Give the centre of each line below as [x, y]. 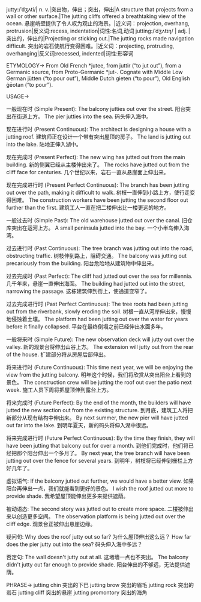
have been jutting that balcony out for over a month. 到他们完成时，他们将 [97, 446]
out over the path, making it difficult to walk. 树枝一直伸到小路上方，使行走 [98, 193]
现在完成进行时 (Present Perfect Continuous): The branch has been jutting [98, 185]
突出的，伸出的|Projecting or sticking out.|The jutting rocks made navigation [100, 38]
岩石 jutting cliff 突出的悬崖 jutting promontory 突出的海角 [77, 592]
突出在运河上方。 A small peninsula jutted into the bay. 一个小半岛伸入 [97, 228]
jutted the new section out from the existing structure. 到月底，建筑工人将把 [100, 410]
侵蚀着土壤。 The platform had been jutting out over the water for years [100, 319]
